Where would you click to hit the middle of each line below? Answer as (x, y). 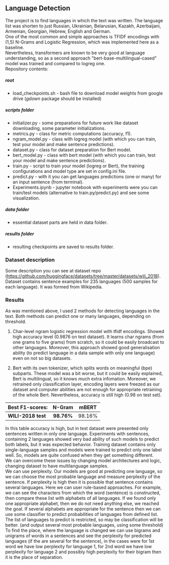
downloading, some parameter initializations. (59, 128)
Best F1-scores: (28, 407)
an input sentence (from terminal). (48, 182)
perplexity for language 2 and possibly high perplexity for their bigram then (83, 552)
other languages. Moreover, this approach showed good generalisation (86, 348)
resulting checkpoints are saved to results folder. (63, 247)
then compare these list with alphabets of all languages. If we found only (81, 498)
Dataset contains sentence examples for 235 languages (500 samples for (81, 281)
